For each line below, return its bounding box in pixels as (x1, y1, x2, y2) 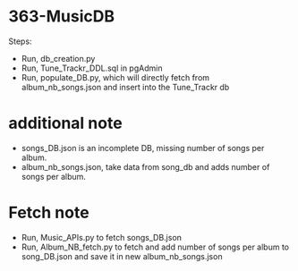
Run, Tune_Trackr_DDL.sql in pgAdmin (21, 63, 163, 73)
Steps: (8, 36, 32, 47)
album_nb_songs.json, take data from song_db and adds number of (21, 161, 270, 172)
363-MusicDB (8, 6, 115, 27)
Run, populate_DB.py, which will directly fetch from (21, 72, 210, 82)
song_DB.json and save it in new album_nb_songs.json (21, 250, 223, 261)
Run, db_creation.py (21, 53, 96, 64)
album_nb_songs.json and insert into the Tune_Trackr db (21, 81, 230, 92)
